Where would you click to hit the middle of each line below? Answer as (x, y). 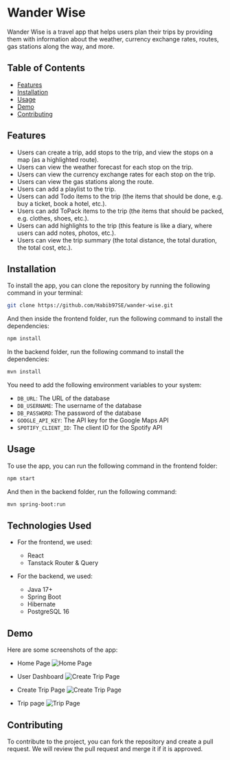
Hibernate (42, 604)
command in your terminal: (45, 293)
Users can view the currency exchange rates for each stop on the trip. (116, 174)
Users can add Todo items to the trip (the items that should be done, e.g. (120, 196)
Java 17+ (40, 590)
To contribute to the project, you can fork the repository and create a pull (111, 741)
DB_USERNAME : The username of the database (79, 405)
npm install (24, 339)
